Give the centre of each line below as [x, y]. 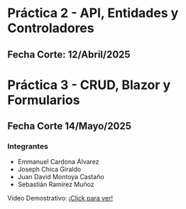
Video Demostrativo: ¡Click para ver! [60, 198]
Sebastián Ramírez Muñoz [56, 184]
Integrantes [28, 146]
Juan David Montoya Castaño [61, 177]
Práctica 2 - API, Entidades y [93, 13]
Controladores [51, 28]
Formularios [44, 100]
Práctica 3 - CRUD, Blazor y [89, 85]
